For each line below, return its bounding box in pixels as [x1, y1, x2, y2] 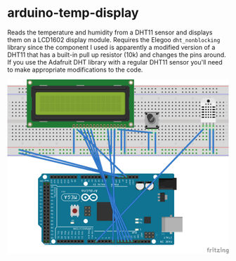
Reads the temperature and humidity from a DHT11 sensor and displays [7, 28, 213, 36]
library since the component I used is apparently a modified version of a [7, 43, 216, 51]
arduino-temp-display [7, 5, 139, 21]
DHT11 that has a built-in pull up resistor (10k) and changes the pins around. [7, 51, 226, 59]
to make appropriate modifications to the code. [7, 65, 143, 74]
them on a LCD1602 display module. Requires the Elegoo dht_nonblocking [7, 35, 221, 43]
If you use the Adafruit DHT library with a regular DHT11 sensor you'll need [7, 58, 223, 66]
